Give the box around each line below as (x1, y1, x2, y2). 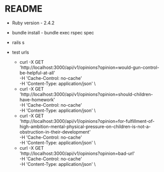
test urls (12, 49, 29, 55)
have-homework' (19, 97, 55, 103)
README (5, 3, 43, 15)
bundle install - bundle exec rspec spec (12, 29, 94, 35)
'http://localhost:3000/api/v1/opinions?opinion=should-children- (19, 91, 153, 97)
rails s (12, 39, 25, 46)
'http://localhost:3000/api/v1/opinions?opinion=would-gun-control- (19, 64, 159, 70)
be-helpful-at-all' (19, 69, 55, 76)
